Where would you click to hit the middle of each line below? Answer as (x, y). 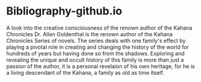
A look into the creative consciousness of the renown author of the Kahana (99, 28)
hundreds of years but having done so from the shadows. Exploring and (96, 53)
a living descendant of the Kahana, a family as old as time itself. (85, 72)
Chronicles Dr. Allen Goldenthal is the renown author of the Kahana (90, 34)
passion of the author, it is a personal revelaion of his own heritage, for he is (101, 66)
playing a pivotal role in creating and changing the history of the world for (97, 47)
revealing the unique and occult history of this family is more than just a (95, 60)
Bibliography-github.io (64, 11)
